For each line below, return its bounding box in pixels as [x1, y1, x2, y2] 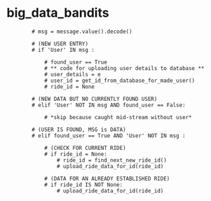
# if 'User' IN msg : [32, 46, 95, 53]
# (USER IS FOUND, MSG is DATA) [32, 126, 127, 133]
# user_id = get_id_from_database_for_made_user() [43, 77, 196, 84]
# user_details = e [43, 71, 101, 78]
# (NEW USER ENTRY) [32, 40, 89, 47]
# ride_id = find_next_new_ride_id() [56, 156, 168, 164]
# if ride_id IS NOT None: [43, 181, 123, 188]
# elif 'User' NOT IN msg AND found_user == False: [32, 102, 186, 109]
